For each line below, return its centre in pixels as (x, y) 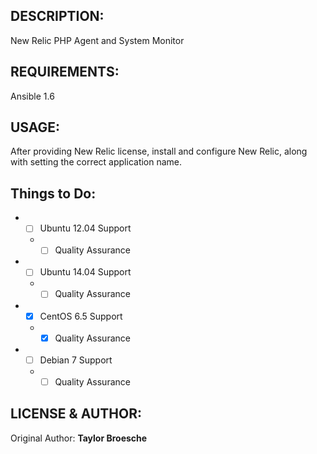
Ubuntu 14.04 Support (85, 272)
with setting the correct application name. (96, 162)
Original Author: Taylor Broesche (79, 438)
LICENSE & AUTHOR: (76, 414)
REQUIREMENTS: (65, 72)
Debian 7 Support (76, 360)
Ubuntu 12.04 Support (85, 228)
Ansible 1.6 (32, 96)
